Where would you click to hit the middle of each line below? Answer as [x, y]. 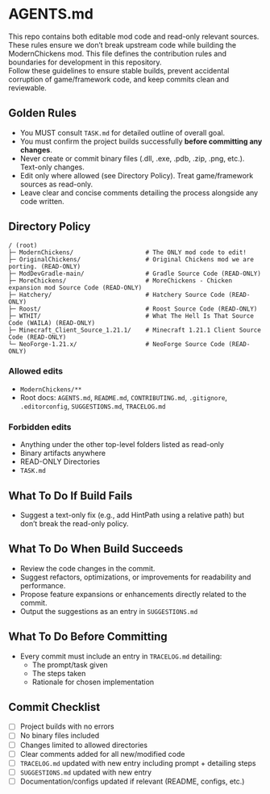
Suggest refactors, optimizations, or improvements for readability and [135, 577]
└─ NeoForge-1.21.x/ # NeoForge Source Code [117, 344]
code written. [42, 201]
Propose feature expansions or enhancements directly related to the [133, 594]
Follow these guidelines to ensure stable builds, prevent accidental [119, 70]
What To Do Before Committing [88, 637]
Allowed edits [36, 371]
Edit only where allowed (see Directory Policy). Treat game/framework [137, 175]
